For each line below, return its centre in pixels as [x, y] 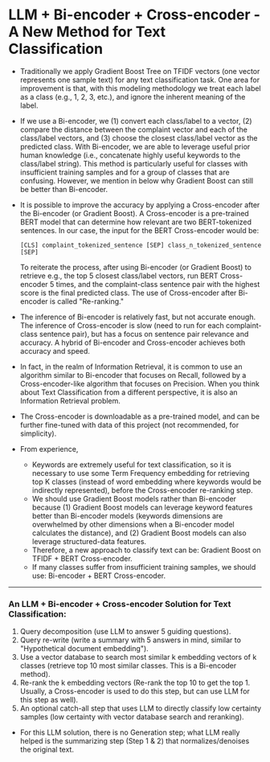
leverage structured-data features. [89, 541]
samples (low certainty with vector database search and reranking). [132, 717]
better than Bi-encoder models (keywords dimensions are [127, 515]
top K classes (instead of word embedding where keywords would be [147, 481]
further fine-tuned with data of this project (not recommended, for [129, 424]
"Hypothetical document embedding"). [84, 649]
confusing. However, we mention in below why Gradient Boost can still [137, 180]
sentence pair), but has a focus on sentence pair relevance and [144, 334]
